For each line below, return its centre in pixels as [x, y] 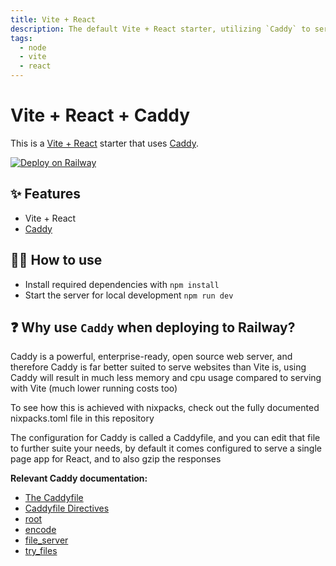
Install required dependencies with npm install [122, 284]
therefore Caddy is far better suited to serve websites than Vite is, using [158, 367]
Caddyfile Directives [67, 508]
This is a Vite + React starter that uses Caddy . [105, 143]
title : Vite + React [53, 19]
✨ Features [45, 194]
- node [33, 47]
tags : [21, 38]
